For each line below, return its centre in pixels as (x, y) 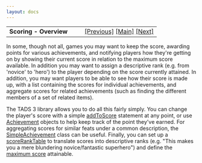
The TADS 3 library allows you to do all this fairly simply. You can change (97, 109)
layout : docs (23, 12)
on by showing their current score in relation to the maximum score (90, 59)
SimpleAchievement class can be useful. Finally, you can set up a (87, 134)
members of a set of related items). (50, 97)
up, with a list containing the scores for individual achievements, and (91, 84)
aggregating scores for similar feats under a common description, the (93, 128)
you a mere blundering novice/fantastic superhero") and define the (90, 147)
